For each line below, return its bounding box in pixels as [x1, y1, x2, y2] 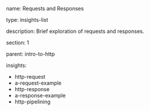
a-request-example [14, 79, 62, 86]
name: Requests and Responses [6, 5, 84, 12]
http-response [14, 86, 50, 93]
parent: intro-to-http [6, 51, 55, 58]
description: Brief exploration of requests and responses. [6, 28, 145, 35]
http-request [14, 73, 46, 80]
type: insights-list [6, 16, 48, 23]
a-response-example [14, 92, 66, 99]
